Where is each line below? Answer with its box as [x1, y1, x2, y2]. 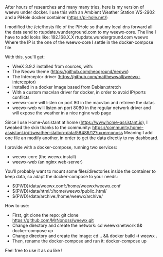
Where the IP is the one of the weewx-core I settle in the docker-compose [5, 39, 154, 45]
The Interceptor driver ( [12, 74, 59, 79]
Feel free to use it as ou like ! [5, 248, 63, 253]
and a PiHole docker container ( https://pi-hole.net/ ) [5, 15, 108, 20]
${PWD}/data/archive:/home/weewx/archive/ [12, 193, 103, 199]
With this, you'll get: [5, 54, 45, 60]
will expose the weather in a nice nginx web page [12, 110, 111, 116]
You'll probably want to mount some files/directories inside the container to [5, 168, 156, 174]
